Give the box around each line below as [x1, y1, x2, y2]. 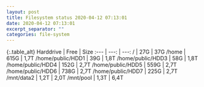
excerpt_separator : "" [6, 26, 64, 32]
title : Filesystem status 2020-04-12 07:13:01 [6, 15, 127, 21]
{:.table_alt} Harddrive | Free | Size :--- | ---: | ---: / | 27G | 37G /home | [6, 48, 186, 55]
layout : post [6, 9, 40, 15]
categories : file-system [6, 32, 70, 38]
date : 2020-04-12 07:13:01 [6, 20, 75, 26]
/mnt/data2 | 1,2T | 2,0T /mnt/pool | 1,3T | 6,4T [6, 74, 124, 82]
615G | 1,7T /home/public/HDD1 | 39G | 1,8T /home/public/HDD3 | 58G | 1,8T [6, 55, 198, 62]
